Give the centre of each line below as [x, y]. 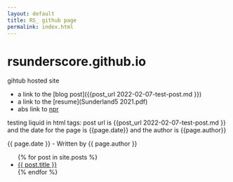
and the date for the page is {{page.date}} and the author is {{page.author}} [117, 130]
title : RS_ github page [42, 20]
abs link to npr [38, 109]
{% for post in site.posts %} [58, 157]
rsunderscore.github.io [76, 61]
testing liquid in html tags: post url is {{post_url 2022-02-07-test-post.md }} [116, 122]
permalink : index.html [40, 27]
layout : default [31, 14]
